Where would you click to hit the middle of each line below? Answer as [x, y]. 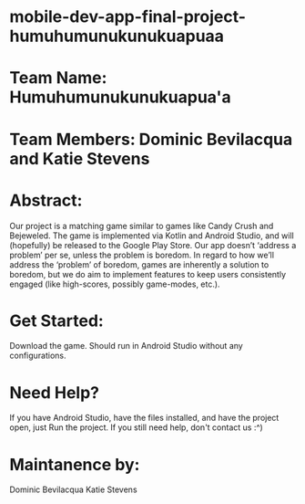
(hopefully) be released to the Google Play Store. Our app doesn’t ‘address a [153, 245]
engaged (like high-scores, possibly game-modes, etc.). [115, 284]
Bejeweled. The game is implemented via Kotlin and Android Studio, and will [152, 236]
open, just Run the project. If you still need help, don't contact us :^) [137, 427]
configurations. [38, 356]
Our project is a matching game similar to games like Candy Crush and [142, 226]
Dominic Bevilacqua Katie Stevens [74, 489]
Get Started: [57, 320]
